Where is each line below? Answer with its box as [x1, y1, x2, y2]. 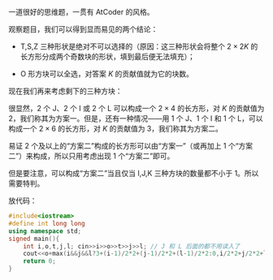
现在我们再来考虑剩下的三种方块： [8, 86, 123, 96]
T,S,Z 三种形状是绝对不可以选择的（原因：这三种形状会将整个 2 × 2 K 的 [19, 41, 258, 51]
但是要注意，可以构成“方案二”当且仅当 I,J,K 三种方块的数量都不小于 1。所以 [8, 169, 259, 178]
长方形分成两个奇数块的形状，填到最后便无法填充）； [19, 52, 195, 61]
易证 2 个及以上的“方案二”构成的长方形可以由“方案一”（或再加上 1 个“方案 [8, 141, 253, 150]
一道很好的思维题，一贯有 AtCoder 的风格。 [8, 7, 154, 16]
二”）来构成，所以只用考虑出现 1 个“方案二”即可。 [8, 151, 175, 161]
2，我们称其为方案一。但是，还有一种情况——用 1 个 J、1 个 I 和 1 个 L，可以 [8, 114, 263, 123]
